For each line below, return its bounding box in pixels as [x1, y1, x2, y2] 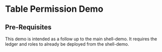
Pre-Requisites [5, 23, 52, 31]
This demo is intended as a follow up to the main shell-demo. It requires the [5, 36, 158, 42]
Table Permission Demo [5, 3, 104, 15]
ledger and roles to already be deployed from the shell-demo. [5, 41, 129, 47]
